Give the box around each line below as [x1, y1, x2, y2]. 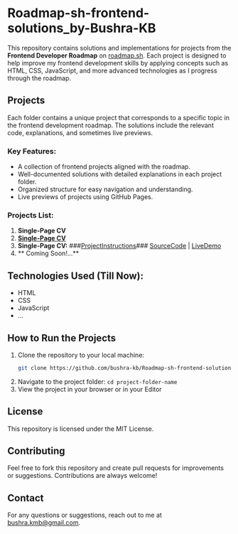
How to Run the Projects [7, 332, 117, 344]
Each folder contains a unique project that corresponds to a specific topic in [7, 113, 229, 122]
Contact [7, 492, 44, 504]
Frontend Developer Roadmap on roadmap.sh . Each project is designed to [7, 51, 227, 60]
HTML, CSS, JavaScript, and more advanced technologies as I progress [7, 66, 218, 75]
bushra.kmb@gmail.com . [7, 518, 80, 527]
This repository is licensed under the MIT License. [7, 424, 154, 433]
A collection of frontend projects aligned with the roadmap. [17, 162, 190, 171]
